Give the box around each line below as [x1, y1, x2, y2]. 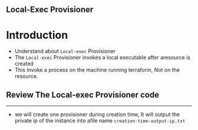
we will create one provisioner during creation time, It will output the [14, 111, 180, 118]
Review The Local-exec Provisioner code [6, 89, 160, 99]
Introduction [6, 28, 68, 42]
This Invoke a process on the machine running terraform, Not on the [14, 66, 180, 74]
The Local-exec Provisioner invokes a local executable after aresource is [14, 54, 190, 61]
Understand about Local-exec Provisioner [14, 48, 116, 55]
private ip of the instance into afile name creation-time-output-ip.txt [14, 117, 186, 124]
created [14, 60, 34, 67]
